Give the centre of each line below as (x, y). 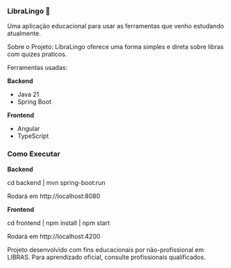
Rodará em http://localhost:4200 (54, 236)
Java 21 (28, 95)
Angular (28, 129)
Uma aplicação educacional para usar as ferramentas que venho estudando (115, 26)
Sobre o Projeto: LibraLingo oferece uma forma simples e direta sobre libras (115, 47)
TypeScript (33, 136)
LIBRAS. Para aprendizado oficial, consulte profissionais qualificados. (106, 257)
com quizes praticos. (37, 54)
